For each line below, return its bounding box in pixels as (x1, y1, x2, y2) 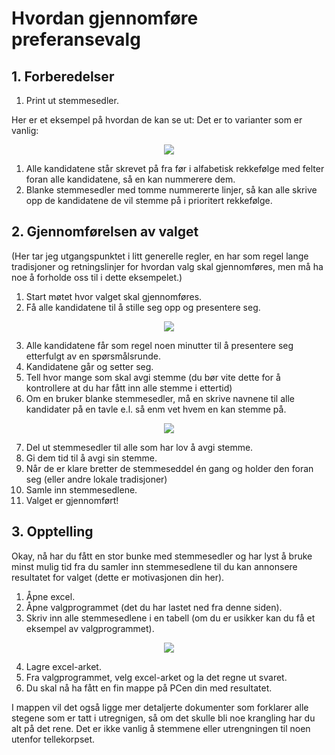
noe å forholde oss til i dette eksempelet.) (11, 271, 183, 283)
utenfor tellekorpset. (11, 733, 96, 745)
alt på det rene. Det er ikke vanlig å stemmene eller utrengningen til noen (11, 722, 311, 734)
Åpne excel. (25, 590, 76, 602)
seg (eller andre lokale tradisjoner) (25, 473, 168, 485)
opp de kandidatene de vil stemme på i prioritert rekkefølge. (25, 195, 273, 206)
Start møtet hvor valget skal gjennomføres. (25, 290, 203, 302)
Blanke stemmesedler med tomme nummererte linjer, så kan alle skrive (25, 184, 318, 196)
